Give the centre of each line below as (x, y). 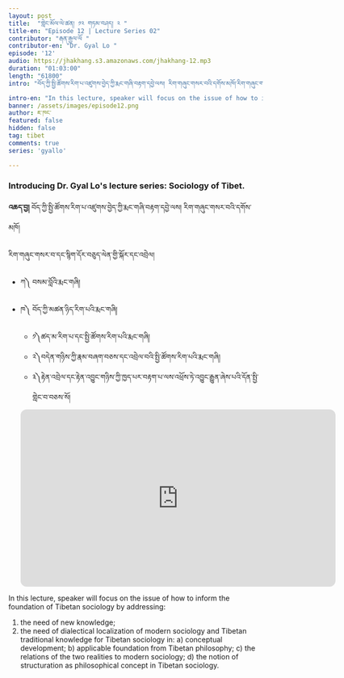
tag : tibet (27, 136)
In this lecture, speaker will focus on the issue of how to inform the (119, 598)
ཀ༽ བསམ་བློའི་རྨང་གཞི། (50, 282)
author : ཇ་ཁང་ (30, 113)
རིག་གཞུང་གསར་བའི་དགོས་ (218, 207)
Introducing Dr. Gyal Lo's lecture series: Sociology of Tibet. (127, 186)
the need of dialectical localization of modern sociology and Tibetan (133, 630)
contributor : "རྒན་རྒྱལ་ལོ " (49, 38)
